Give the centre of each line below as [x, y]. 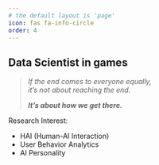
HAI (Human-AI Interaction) [64, 136]
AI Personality [43, 153]
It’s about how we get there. [75, 106]
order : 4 [23, 30]
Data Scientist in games [68, 62]
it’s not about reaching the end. [79, 90]
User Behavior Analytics [59, 144]
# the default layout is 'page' [62, 15]
